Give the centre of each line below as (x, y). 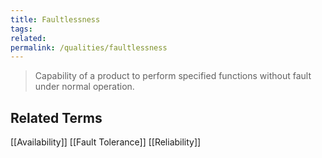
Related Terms (56, 117)
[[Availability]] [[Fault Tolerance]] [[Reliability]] (106, 142)
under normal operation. (84, 87)
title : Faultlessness (55, 19)
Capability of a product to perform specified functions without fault (173, 76)
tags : (21, 29)
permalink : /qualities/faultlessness (89, 47)
